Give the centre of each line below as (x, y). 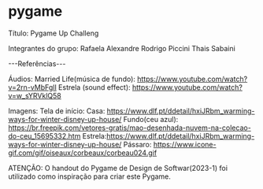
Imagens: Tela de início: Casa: (57, 111)
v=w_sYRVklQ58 (35, 95)
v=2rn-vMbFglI (32, 87)
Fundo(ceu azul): (151, 119)
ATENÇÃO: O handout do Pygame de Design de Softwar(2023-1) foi (118, 168)
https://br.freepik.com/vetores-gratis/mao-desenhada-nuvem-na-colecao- (130, 128)
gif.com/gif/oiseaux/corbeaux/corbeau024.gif (83, 153)
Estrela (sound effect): (94, 87)
